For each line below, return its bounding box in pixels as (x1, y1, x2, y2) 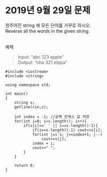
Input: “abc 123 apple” (17, 54, 64, 60)
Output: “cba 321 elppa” (17, 59, 68, 65)
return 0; (14, 163, 35, 168)
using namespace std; (5, 82, 51, 87)
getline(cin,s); (14, 104, 49, 109)
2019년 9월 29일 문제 (5, 5, 91, 16)
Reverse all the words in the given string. (5, 28, 90, 34)
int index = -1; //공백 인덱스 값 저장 (14, 114, 90, 119)
